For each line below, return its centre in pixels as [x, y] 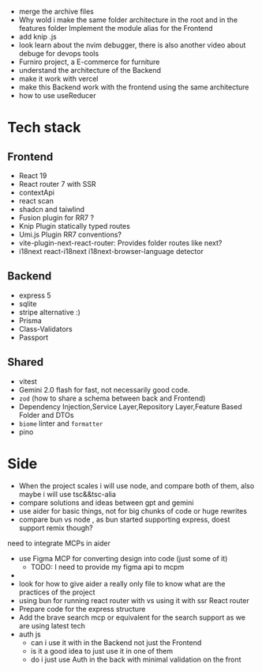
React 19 [33, 176]
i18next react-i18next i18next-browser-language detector [111, 251]
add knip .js [37, 36]
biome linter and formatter [61, 423]
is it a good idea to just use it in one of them [102, 651]
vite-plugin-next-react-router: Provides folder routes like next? [120, 243]
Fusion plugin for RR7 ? [56, 218]
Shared [26, 362]
